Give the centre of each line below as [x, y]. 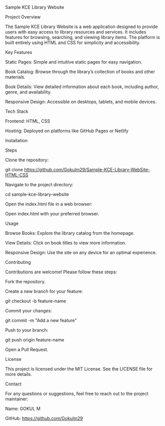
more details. [19, 374]
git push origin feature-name [35, 340]
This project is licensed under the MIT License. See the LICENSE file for [79, 369]
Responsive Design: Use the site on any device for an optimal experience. [81, 253]
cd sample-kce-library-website [37, 194]
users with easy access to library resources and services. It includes [76, 32]
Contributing [18, 262]
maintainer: [17, 399]
